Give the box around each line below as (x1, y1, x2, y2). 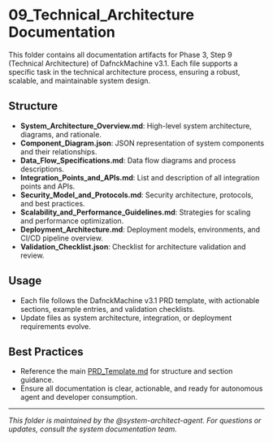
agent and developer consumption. (19, 392, 138, 402)
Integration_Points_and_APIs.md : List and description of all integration (19, 172, 260, 182)
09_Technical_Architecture (8, 6, 195, 24)
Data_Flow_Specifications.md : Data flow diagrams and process (19, 155, 236, 165)
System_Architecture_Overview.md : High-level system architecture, (19, 120, 252, 131)
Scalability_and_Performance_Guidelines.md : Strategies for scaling (19, 207, 251, 217)
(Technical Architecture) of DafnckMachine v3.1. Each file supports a (8, 58, 238, 68)
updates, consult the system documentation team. (8, 424, 177, 434)
